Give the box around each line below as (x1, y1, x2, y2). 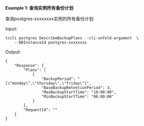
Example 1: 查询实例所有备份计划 (5, 5, 74, 11)
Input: (5, 26, 18, 32)
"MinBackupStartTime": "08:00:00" (41, 94, 114, 99)
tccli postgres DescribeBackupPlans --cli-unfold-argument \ (5, 35, 139, 40)
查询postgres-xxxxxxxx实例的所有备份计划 (5, 16, 94, 22)
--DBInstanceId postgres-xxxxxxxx (14, 40, 87, 45)
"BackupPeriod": (41, 76, 76, 81)
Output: (5, 49, 21, 55)
